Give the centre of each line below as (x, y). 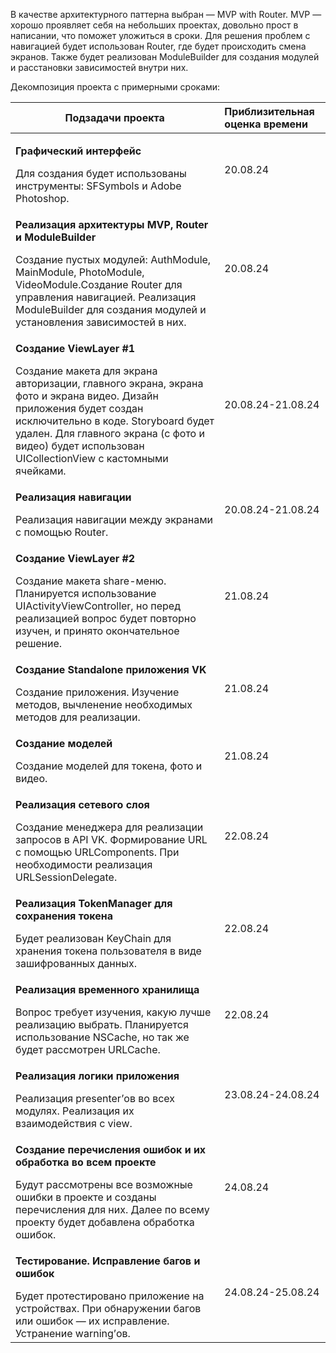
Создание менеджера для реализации (109, 827)
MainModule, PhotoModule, (80, 272)
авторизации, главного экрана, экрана (109, 383)
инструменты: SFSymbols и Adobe (98, 186)
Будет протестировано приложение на (110, 1296)
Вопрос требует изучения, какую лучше (113, 1012)
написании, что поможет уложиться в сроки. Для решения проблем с (160, 35)
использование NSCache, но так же (102, 1037)
